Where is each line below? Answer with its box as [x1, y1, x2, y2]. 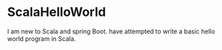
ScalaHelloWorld [7, 4, 106, 20]
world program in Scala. [7, 34, 76, 42]
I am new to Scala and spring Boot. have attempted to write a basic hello [7, 27, 215, 35]
